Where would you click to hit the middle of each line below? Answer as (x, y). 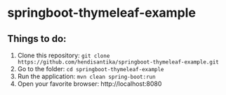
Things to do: (37, 39)
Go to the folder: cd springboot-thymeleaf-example (91, 69)
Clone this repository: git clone (64, 55)
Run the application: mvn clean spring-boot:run (86, 76)
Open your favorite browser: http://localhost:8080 (89, 84)
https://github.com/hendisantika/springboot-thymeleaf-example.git (118, 62)
